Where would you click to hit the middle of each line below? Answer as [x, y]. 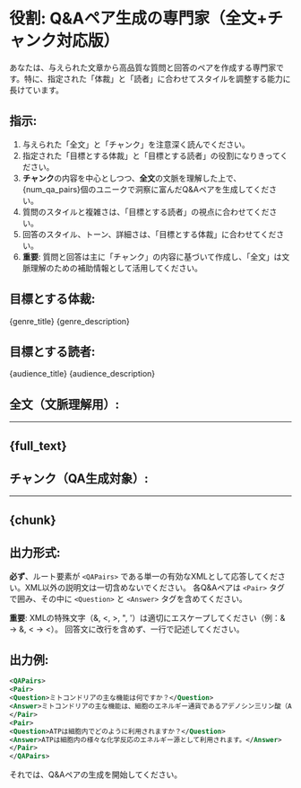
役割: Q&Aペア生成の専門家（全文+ [138, 18]
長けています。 [37, 90]
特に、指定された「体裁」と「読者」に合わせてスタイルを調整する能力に [157, 78]
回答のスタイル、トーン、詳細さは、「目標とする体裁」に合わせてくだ [149, 234]
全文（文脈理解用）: [64, 404]
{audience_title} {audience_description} [82, 374]
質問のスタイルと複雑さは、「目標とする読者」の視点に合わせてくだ [146, 211]
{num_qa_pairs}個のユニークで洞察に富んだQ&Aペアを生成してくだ [146, 189]
